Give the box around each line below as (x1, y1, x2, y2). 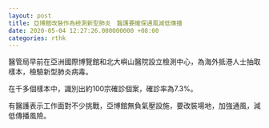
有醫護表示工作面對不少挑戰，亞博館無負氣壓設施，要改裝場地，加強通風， (8, 101, 254, 110)
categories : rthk (8, 34, 66, 42)
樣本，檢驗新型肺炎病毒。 (8, 67, 93, 77)
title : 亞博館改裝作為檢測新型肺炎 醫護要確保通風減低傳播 (8, 19, 183, 27)
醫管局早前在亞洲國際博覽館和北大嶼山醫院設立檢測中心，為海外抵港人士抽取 (8, 57, 261, 66)
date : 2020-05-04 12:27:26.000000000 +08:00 (8, 26, 159, 34)
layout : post (8, 11, 52, 20)
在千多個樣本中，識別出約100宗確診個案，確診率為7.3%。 (8, 84, 198, 94)
